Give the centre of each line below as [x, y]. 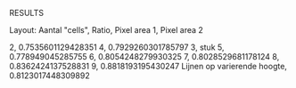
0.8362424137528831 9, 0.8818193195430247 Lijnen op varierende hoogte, [148, 66]
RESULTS [27, 13]
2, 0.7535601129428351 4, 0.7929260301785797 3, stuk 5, [117, 47]
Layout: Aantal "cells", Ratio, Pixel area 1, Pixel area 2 [106, 30]
